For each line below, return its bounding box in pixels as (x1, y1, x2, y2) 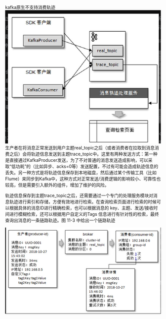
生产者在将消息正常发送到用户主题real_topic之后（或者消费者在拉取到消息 (5, 144, 155, 150)
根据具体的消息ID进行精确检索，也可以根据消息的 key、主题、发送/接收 (9, 205, 154, 211)
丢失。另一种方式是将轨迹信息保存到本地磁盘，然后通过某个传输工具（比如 (5, 169, 157, 175)
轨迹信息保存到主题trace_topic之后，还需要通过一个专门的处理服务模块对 (5, 192, 154, 198)
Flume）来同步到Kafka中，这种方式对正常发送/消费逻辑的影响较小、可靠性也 (5, 176, 161, 182)
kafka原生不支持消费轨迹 (5, 4, 56, 10)
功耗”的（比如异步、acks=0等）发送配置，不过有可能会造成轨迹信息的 (15, 163, 159, 169)
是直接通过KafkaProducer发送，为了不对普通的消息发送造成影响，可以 (5, 157, 148, 163)
